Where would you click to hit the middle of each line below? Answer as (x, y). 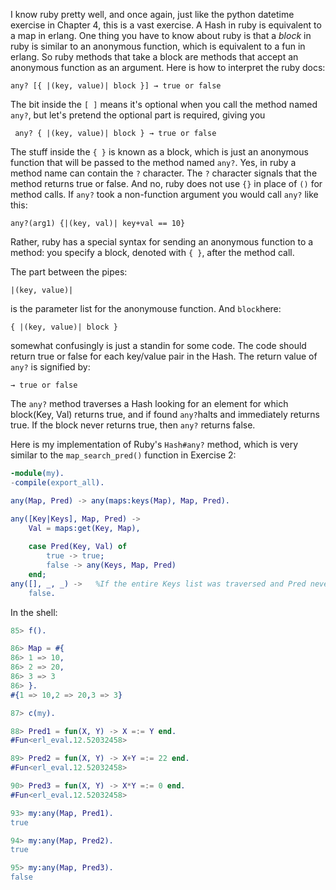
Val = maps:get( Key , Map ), (84, 528)
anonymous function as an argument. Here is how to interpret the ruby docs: (168, 67)
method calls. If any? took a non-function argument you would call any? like (164, 194)
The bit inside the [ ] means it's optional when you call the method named (164, 104)
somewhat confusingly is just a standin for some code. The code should (158, 345)
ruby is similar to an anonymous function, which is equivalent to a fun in (158, 46)
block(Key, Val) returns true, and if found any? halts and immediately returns (165, 414)
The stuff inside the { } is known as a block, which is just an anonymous (159, 152)
